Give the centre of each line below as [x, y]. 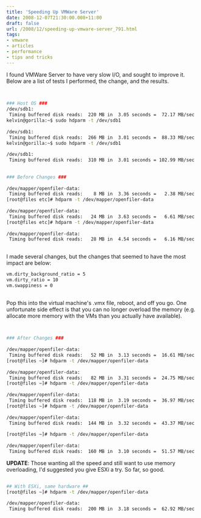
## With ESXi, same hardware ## [47, 486]
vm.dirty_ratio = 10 [33, 280]
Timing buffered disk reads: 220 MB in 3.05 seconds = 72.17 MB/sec [102, 115]
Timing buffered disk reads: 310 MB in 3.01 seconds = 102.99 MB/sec [102, 160]
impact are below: [29, 263]
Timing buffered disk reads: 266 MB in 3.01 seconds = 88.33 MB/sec [102, 138]
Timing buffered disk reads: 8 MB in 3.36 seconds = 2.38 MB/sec [102, 194]
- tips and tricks [30, 57]
